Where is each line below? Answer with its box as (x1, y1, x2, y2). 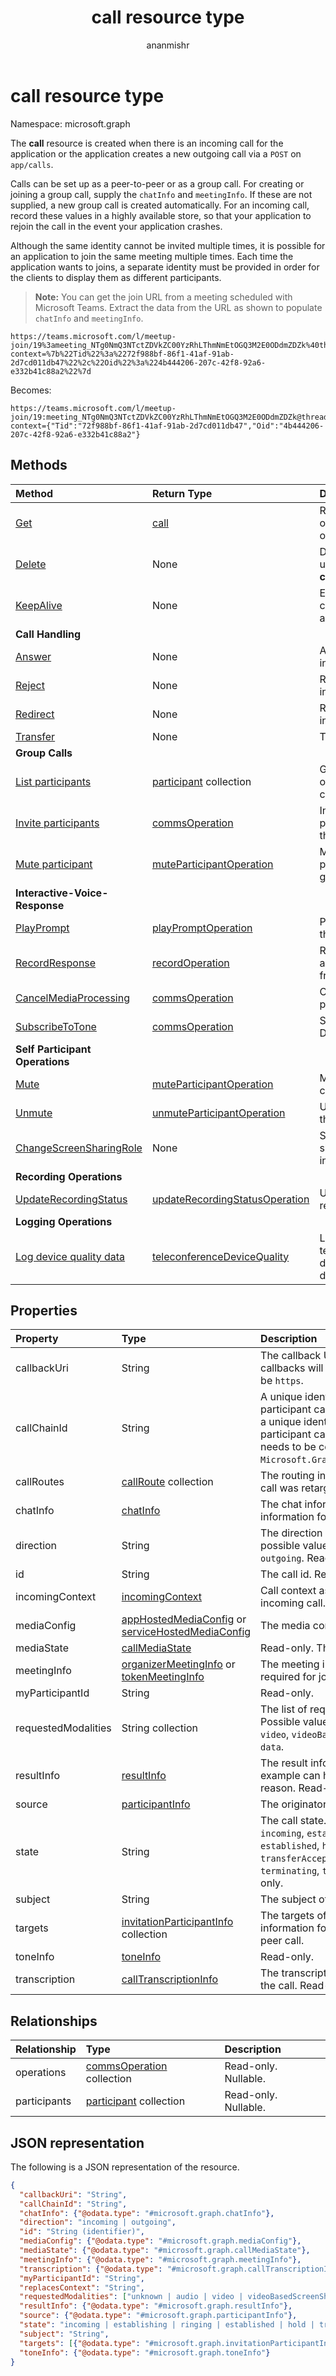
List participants (15, 774, 92, 788)
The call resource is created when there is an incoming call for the (10, 137, 284, 149)
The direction (260, 1526, 323, 1540)
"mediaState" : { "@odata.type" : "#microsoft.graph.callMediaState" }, (19, 2246, 311, 2256)
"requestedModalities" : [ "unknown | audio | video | (19, 2292, 244, 2302)
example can (260, 1769, 321, 1783)
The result (260, 1756, 308, 1770)
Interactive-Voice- (15, 886, 109, 900)
